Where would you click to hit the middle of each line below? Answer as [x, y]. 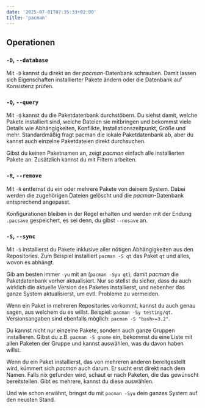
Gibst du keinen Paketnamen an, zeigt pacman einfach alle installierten [95, 153]
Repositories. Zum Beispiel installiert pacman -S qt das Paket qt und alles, [99, 256]
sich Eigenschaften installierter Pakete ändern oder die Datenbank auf [94, 80]
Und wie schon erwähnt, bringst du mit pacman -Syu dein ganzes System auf [102, 393]
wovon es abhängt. [31, 262]
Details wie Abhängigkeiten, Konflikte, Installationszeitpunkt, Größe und [96, 128]
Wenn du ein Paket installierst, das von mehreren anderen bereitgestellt [96, 362]
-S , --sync [21, 236]
